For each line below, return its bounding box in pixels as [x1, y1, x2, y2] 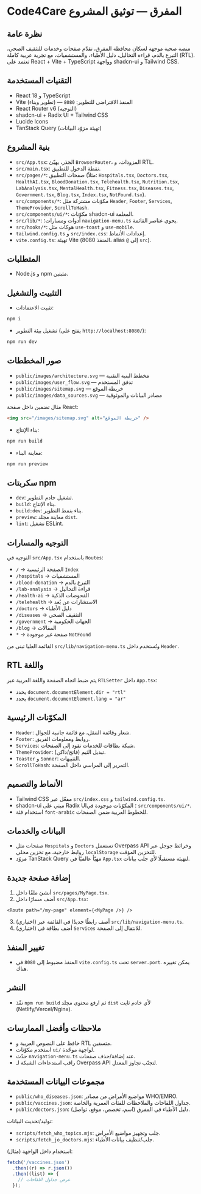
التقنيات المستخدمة [7, 75, 72, 86]
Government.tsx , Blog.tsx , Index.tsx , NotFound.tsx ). [15, 191, 146, 198]
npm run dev [7, 339, 37, 345]
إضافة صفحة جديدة [7, 872, 71, 883]
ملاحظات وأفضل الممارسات [7, 1023, 102, 1034]
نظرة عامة [7, 29, 43, 39]
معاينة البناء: [15, 449, 43, 456]
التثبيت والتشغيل [7, 287, 62, 298]
